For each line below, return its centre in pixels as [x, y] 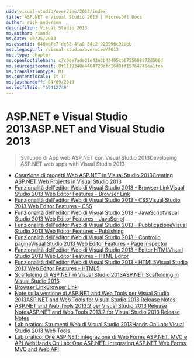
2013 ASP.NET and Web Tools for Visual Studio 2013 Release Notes [95, 300]
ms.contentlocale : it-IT [36, 77]
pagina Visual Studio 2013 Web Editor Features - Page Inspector [91, 243]
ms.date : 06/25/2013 [31, 39]
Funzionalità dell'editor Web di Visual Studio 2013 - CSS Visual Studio [97, 200]
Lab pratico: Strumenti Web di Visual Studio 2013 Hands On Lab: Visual [99, 324]
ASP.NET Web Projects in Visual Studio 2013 [68, 181]
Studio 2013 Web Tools [42, 331]
